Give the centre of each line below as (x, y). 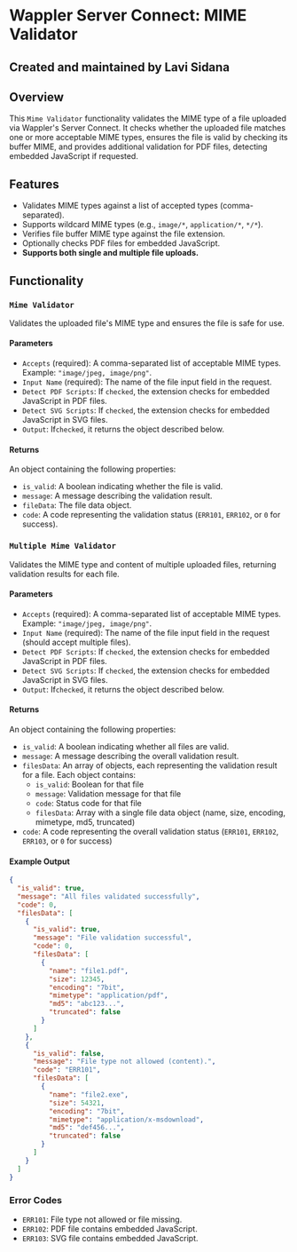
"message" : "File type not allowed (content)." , (124, 1062)
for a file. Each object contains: (78, 775)
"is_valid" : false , (68, 1053)
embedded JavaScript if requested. (74, 156)
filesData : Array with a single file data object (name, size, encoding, (160, 812)
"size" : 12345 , (76, 979)
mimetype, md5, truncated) (85, 822)
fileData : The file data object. (77, 505)
